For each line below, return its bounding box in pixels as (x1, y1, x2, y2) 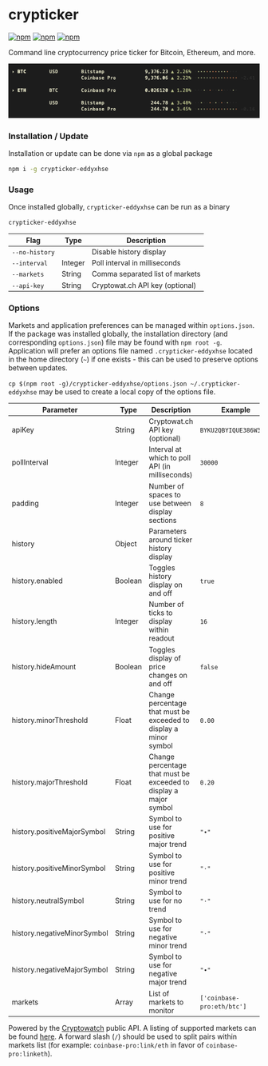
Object (115, 539, 137, 549)
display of (148, 653, 182, 663)
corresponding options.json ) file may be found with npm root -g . (8, 337, 223, 347)
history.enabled (11, 576, 64, 585)
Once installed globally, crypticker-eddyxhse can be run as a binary (8, 202, 231, 212)
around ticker (148, 534, 193, 545)
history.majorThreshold (11, 777, 88, 787)
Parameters (148, 526, 187, 536)
